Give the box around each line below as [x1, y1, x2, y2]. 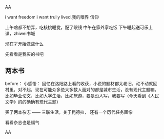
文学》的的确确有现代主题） [5, 99, 61, 104]
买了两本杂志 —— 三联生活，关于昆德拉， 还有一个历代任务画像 [5, 109, 133, 115]
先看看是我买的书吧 [5, 51, 44, 57]
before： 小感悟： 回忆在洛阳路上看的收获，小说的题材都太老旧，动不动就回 [5, 80, 158, 87]
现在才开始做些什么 [5, 41, 44, 47]
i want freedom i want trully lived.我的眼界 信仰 [5, 14, 99, 20]
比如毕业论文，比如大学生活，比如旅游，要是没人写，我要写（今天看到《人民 [5, 92, 159, 99]
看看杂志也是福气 [5, 119, 40, 125]
